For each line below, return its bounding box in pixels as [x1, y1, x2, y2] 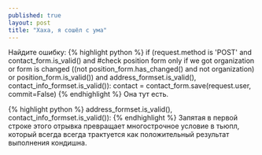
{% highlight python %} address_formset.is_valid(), [8, 105, 173, 114]
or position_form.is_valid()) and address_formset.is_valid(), [8, 72, 197, 83]
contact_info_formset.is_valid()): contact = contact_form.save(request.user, [8, 81, 252, 90]
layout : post [8, 19, 51, 27]
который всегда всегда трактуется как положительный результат [8, 130, 230, 139]
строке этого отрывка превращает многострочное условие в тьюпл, [8, 121, 240, 131]
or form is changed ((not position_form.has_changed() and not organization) [8, 65, 255, 74]
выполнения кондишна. [8, 138, 87, 148]
